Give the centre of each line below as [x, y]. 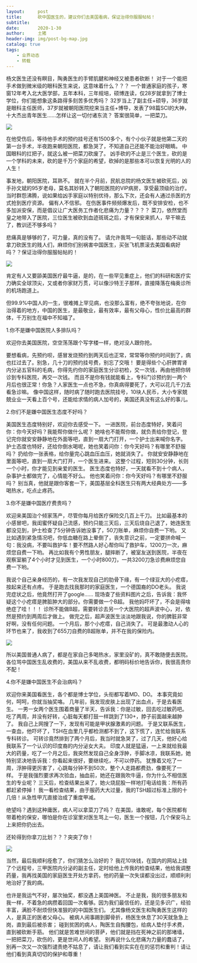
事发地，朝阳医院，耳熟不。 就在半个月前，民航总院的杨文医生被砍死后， [94, 181]
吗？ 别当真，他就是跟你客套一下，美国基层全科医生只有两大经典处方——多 [97, 483]
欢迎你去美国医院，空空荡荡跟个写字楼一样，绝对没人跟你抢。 [81, 343]
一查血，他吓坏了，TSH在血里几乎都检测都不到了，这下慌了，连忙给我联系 [96, 731]
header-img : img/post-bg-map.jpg [47, 39]
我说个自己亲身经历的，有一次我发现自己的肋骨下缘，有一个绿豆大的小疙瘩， [98, 579]
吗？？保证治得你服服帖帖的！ [42, 252]
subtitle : [18, 22]
